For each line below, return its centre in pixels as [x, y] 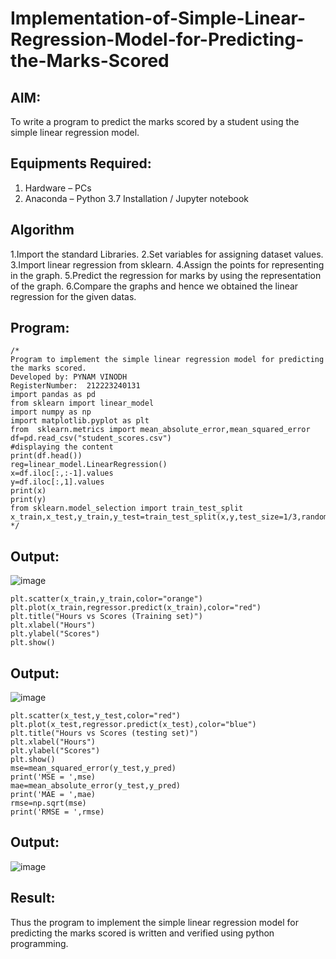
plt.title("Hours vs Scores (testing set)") [104, 733]
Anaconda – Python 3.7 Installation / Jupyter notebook [136, 198]
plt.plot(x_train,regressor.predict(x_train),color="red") [136, 608]
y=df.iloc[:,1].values [57, 482]
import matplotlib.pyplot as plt [80, 421]
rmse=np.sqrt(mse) [48, 803]
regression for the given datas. [73, 296]
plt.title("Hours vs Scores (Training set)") [106, 617]
